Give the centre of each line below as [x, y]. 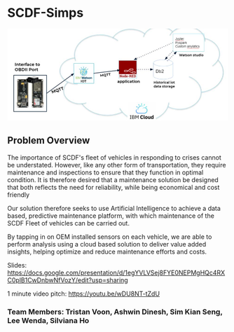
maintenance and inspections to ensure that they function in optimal [105, 172]
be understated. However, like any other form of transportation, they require [117, 165]
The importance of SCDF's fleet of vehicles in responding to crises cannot [115, 157]
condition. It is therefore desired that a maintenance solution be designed [113, 179]
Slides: [17, 265]
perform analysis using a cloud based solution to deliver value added [107, 244]
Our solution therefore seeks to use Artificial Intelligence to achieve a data [114, 208]
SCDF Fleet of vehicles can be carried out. [68, 223]
